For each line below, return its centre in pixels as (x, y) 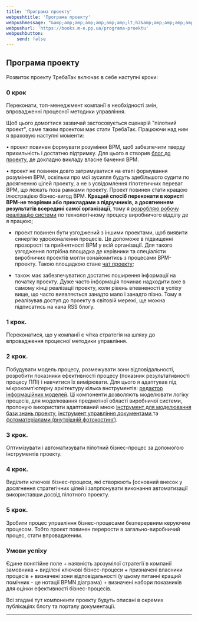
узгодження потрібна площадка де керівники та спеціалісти (90, 251)
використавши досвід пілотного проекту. (58, 495)
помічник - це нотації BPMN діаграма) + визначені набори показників (94, 582)
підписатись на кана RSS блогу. (55, 307)
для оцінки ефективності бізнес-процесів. (59, 589)
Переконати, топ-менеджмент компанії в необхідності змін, (82, 105)
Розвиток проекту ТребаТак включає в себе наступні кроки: (82, 77)
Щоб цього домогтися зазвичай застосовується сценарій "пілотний (91, 123)
